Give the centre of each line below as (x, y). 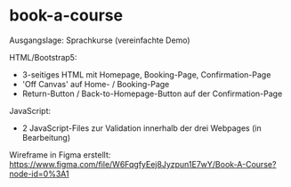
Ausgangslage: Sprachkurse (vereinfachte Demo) (100, 40)
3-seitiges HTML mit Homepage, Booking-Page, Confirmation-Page (146, 74)
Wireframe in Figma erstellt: (60, 154)
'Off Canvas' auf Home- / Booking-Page (96, 84)
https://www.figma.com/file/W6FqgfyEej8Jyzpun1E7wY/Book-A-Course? (143, 164)
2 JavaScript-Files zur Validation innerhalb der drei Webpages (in (141, 128)
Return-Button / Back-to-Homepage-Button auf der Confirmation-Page (152, 93)
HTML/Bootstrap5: (43, 57)
